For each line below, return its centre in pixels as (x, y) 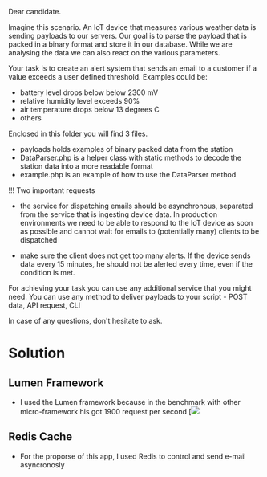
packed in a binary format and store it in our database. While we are (120, 44)
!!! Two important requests (52, 190)
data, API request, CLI (44, 305)
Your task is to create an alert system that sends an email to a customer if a (133, 68)
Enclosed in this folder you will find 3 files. (78, 133)
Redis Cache (40, 437)
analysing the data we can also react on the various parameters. (114, 53)
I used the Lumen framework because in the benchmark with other (130, 402)
